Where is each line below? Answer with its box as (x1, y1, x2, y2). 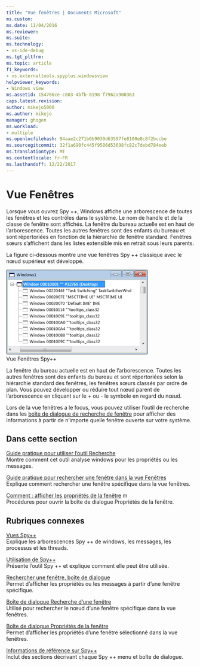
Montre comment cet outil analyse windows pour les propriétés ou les (6, 456, 178, 464)
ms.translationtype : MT (6, 149, 66, 155)
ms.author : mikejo (6, 111, 52, 117)
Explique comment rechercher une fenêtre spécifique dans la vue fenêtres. (6, 480, 191, 488)
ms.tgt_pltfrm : (6, 54, 44, 60)
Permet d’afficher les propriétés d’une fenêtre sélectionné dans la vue (6, 629, 178, 636)
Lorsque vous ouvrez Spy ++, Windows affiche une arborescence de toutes (6, 207, 193, 215)
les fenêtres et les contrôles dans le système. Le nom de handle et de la (6, 214, 183, 221)
